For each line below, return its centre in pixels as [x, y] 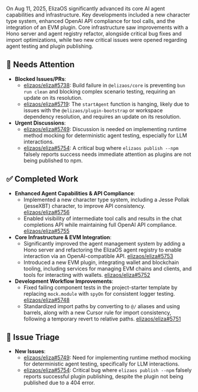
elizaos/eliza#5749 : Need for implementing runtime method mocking [107, 358]
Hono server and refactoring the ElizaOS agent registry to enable [103, 250]
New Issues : [30, 351]
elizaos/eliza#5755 [46, 231]
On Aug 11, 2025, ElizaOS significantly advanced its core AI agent [86, 9]
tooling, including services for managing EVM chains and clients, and [108, 269]
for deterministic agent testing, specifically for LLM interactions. [101, 364]
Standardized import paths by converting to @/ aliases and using [102, 306]
